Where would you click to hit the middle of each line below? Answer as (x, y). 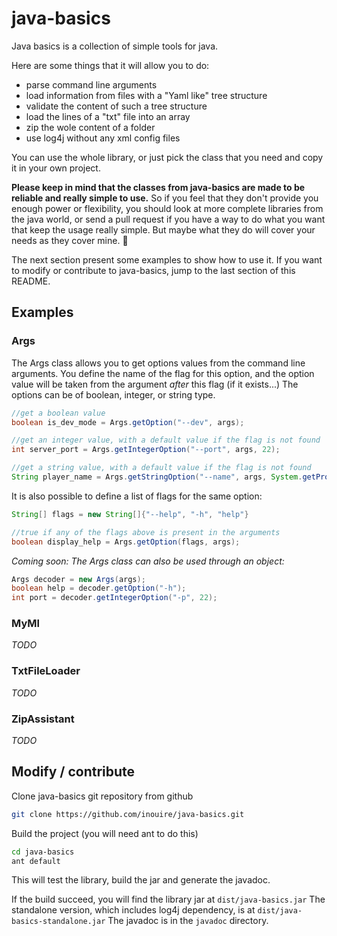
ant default (36, 861)
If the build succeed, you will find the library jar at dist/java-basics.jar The (168, 899)
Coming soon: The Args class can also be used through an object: (148, 561)
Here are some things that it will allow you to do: (110, 65)
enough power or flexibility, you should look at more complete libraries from (167, 208)
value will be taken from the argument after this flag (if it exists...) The (155, 384)
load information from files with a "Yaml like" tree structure (146, 95)
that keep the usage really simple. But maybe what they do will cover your (163, 229)
